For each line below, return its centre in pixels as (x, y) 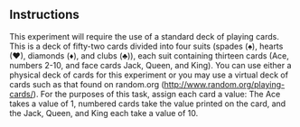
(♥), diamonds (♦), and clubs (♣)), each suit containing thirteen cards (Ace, (149, 55)
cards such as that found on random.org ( (87, 84)
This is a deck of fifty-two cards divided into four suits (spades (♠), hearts (146, 46)
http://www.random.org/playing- (225, 84)
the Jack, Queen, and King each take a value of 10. (104, 113)
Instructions (44, 15)
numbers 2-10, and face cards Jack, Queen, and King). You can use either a (150, 65)
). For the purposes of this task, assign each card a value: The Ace (157, 94)
